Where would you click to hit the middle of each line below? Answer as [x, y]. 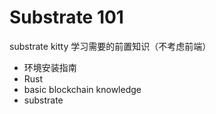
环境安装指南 [50, 67]
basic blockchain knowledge [82, 89]
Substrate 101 [66, 17]
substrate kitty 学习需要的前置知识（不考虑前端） [110, 46]
